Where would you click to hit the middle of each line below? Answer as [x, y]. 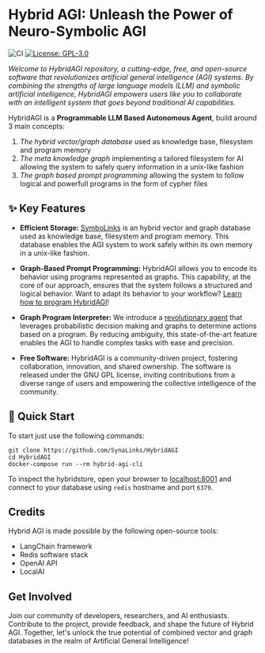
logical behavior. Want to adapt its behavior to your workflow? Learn [131, 293]
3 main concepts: [36, 126]
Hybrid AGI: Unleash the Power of [121, 15]
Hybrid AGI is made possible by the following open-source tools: [114, 531]
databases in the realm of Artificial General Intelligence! [99, 641]
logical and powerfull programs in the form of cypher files [114, 183]
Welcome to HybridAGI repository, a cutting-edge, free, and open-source [128, 68]
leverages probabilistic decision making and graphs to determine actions [138, 326]
